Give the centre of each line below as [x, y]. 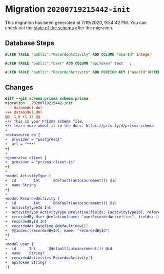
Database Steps [30, 43]
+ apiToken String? [26, 262]
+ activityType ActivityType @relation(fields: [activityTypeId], [75, 212]
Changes [19, 87]
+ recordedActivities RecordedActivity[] [49, 258]
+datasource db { [23, 135]
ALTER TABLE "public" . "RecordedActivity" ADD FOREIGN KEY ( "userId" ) [77, 72]
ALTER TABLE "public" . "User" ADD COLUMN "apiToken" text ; [69, 63]
